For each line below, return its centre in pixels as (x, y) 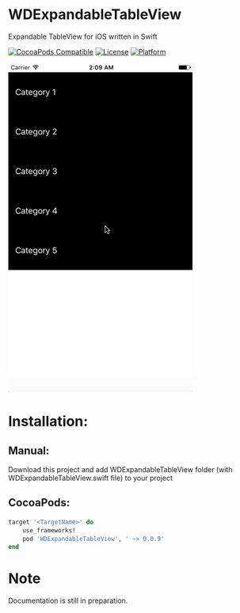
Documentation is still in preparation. (68, 601)
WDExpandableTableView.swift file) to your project (90, 478)
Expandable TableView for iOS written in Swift (83, 36)
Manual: (29, 450)
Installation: (48, 422)
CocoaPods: (39, 503)
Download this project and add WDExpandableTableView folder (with (120, 469)
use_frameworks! (50, 530)
